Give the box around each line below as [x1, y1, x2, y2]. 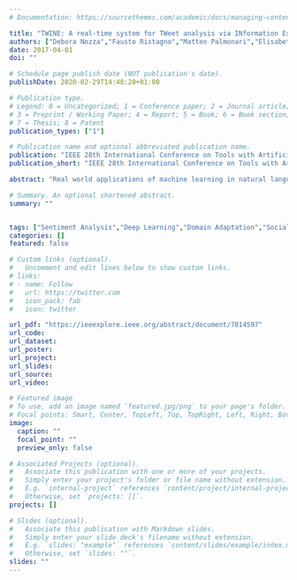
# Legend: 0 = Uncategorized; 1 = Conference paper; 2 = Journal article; [9, 102, 291, 111]
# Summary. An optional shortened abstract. [9, 191, 176, 200]
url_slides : [9, 362, 53, 370]
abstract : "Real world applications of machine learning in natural [9, 175, 267, 184]
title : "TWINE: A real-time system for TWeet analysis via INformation [9, 28, 278, 38]
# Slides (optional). [9, 516, 89, 525]
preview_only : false [17, 443, 93, 452]
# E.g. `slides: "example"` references [9, 541, 164, 550]
